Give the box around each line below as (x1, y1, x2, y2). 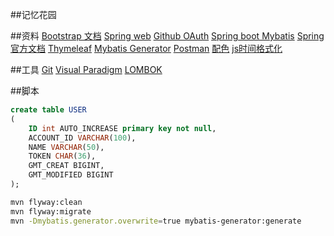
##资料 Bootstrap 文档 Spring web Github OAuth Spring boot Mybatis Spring (10, 30, 325, 42)
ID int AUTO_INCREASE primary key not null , (28, 123, 217, 133)
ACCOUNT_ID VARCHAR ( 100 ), (28, 133, 137, 143)
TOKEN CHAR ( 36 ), (28, 151, 97, 162)
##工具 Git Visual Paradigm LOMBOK (10, 64, 163, 75)
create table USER (10, 105, 87, 115)
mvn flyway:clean (10, 197, 83, 207)
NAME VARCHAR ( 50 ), (28, 142, 105, 152)
